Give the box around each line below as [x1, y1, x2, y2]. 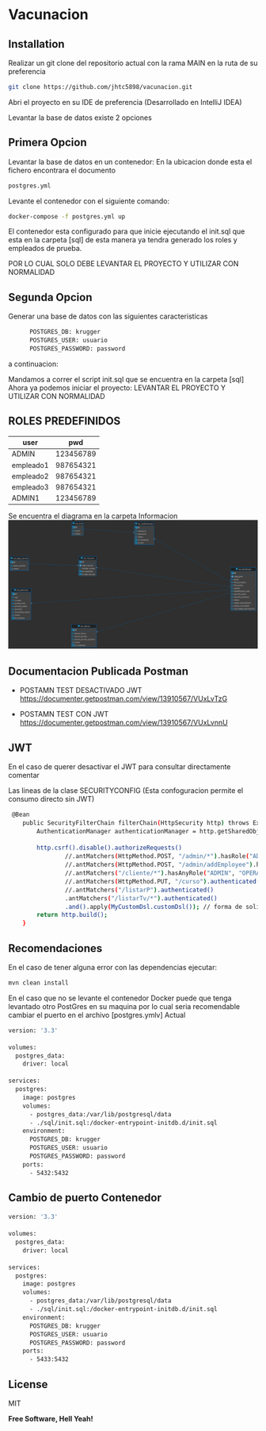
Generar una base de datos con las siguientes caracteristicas [8, 311, 208, 321]
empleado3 [11, 482, 49, 492]
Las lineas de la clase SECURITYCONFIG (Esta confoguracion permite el [8, 785, 244, 795]
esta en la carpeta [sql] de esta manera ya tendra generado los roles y [8, 235, 237, 245]
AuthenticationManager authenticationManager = [36, 827, 196, 835]
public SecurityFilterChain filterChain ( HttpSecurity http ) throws [22, 818, 249, 827]
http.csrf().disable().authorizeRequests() [36, 844, 182, 852]
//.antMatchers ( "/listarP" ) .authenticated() [64, 886, 215, 894]
